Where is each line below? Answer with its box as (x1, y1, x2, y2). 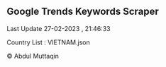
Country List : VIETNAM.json (6, 38, 90, 47)
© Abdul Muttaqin (6, 51, 60, 60)
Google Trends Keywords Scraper (6, 6, 159, 18)
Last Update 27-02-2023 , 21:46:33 (6, 24, 111, 32)
